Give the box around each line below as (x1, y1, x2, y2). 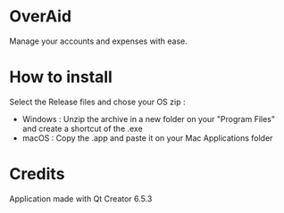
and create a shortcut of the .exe (21, 123, 143, 134)
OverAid (9, 6, 72, 27)
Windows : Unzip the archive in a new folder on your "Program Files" (21, 113, 275, 124)
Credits (9, 164, 65, 184)
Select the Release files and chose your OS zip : (9, 96, 186, 107)
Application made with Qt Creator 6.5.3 (9, 193, 153, 204)
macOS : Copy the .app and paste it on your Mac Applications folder (21, 132, 273, 143)
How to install (9, 67, 113, 87)
